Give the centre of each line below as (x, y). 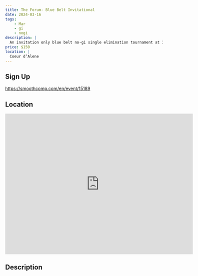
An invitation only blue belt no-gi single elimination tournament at (85, 42)
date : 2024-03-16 (23, 14)
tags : (11, 19)
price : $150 (17, 47)
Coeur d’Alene (24, 56)
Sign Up (18, 76)
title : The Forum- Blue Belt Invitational (50, 10)
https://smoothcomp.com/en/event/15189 (48, 88)
